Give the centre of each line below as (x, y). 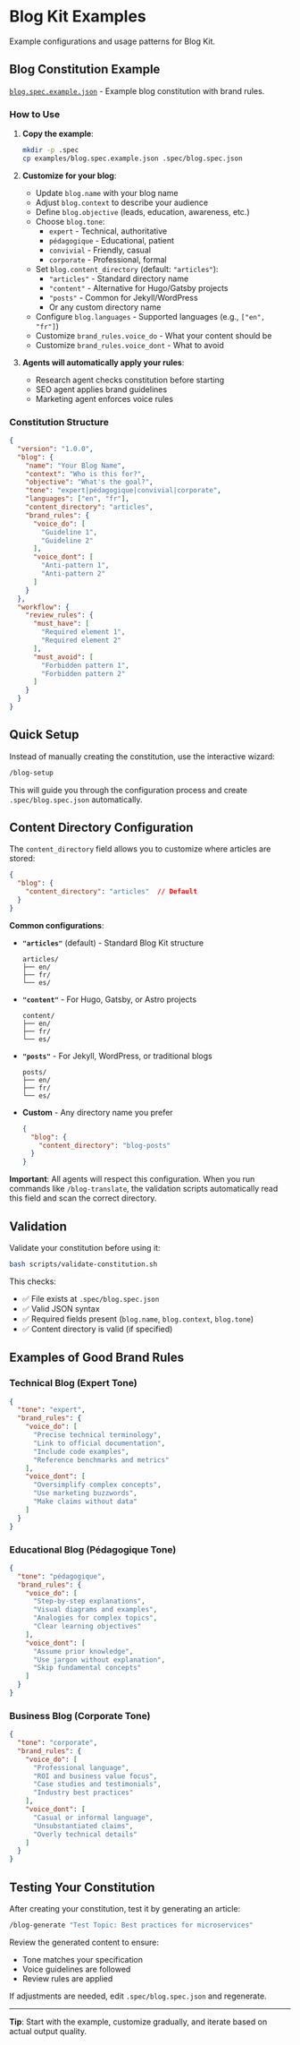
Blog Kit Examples (78, 17)
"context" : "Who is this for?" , (85, 474)
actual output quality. (48, 2031)
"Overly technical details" (85, 1834)
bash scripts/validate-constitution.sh (83, 1264)
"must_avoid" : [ (63, 657)
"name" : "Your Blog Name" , (75, 466)
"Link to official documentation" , (99, 1443)
